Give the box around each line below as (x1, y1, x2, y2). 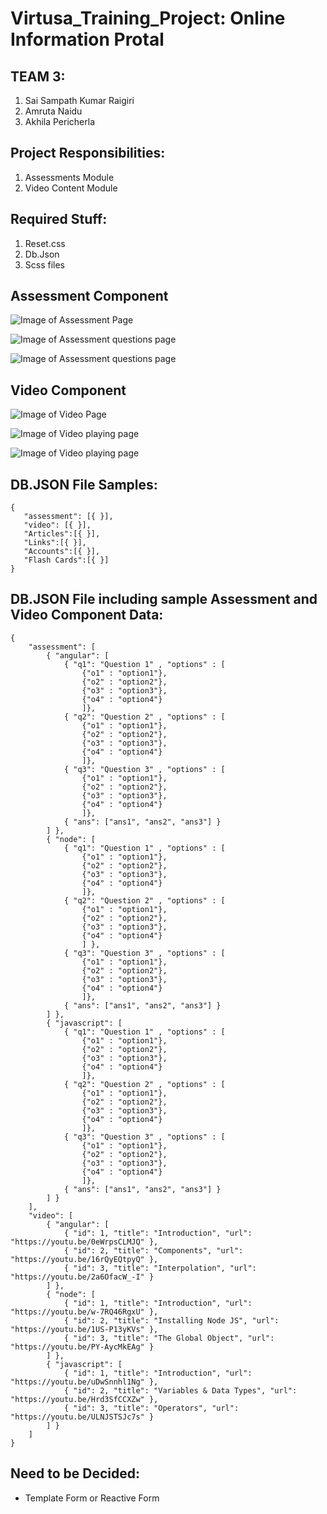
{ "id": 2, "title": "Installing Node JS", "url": (63, 1315, 280, 1326)
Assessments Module (24, 171, 115, 183)
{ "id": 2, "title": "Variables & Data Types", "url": (63, 1385, 298, 1396)
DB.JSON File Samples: (10, 476, 158, 493)
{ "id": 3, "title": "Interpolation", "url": (63, 1263, 257, 1273)
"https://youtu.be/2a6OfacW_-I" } (10, 1272, 155, 1282)
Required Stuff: (10, 211, 108, 228)
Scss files (24, 258, 66, 271)
